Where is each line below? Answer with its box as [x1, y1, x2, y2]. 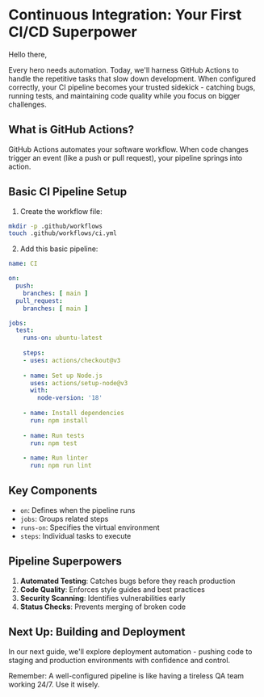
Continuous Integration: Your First [8, 6, 242, 24]
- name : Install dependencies [23, 409, 125, 418]
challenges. [8, 99, 47, 109]
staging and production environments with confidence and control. [8, 655, 231, 665]
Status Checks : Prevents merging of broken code [19, 602, 186, 611]
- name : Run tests [23, 431, 85, 439]
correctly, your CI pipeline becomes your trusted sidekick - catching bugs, [8, 82, 256, 92]
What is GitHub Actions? [8, 123, 135, 136]
